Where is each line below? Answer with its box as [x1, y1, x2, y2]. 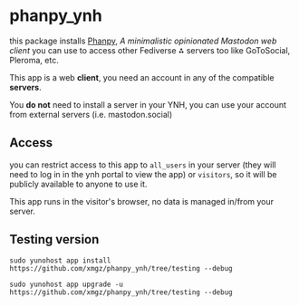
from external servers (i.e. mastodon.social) [9, 109, 173, 120]
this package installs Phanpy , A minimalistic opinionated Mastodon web [9, 35, 277, 46]
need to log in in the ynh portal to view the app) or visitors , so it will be [9, 168, 277, 179]
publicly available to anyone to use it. [9, 178, 148, 189]
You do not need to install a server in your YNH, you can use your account [9, 99, 287, 110]
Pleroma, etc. [9, 54, 59, 65]
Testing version [9, 232, 100, 247]
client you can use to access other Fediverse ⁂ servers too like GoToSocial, [9, 44, 291, 55]
